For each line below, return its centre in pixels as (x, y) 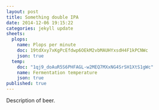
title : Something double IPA (42, 17)
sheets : (16, 34)
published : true (26, 84)
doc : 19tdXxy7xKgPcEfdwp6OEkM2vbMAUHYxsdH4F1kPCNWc (82, 51)
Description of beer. (31, 100)
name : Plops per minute (47, 45)
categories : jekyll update (40, 28)
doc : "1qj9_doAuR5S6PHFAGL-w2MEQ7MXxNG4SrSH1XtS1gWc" (85, 67)
